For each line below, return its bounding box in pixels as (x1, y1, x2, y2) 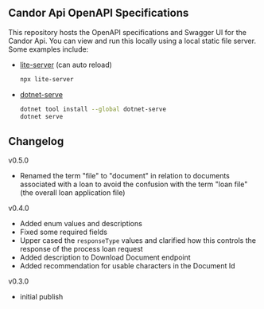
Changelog (8, 135, 64, 148)
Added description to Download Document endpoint (19, 252, 191, 262)
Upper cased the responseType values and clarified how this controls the (19, 236, 257, 245)
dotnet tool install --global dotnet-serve (19, 105, 167, 113)
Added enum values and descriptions (19, 219, 143, 229)
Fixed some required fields (19, 227, 107, 237)
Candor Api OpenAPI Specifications (8, 6, 189, 20)
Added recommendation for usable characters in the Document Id (19, 261, 236, 271)
